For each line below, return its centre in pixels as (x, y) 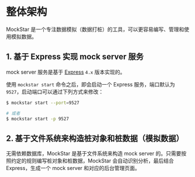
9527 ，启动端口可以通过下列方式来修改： (55, 92)
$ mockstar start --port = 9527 (43, 103)
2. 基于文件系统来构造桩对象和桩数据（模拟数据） (95, 138)
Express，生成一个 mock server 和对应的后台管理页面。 (73, 168)
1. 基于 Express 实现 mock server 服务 (75, 57)
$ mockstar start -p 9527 (37, 119)
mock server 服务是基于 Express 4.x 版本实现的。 (66, 72)
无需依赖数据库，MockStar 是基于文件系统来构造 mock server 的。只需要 (94, 154)
